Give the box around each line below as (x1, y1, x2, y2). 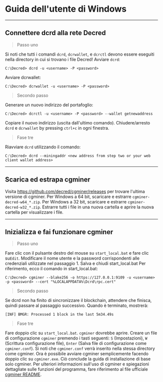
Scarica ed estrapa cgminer (5, 176, 91, 184)
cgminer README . (5, 372, 42, 378)
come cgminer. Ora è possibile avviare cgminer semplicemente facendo (5, 351, 149, 357)
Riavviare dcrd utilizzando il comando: (5, 144, 81, 150)
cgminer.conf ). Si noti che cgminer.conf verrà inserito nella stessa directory (5, 345, 155, 352)
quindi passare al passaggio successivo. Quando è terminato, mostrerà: (5, 302, 148, 308)
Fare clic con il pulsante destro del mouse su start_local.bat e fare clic (5, 250, 149, 256)
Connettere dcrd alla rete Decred (5, 29, 106, 37)
